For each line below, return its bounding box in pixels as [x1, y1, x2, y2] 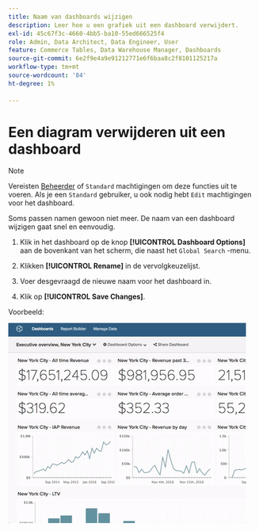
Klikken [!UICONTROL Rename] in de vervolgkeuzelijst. [19, 262, 200, 271]
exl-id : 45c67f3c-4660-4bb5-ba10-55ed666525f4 [8, 29, 165, 37]
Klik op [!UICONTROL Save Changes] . [19, 292, 146, 301]
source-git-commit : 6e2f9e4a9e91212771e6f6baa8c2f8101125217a [8, 55, 218, 63]
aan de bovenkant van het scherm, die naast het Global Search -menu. [19, 246, 251, 255]
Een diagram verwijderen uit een [8, 123, 226, 141]
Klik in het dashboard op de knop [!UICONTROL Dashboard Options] [19, 238, 246, 247]
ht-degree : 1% [8, 79, 55, 87]
